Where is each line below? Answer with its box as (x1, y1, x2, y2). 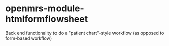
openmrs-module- (5, 3, 84, 14)
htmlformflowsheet (5, 13, 88, 25)
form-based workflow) (5, 35, 52, 41)
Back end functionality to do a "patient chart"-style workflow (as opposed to (5, 30, 164, 36)
